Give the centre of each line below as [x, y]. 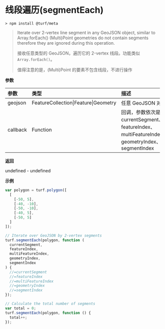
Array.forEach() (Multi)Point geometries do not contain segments [83, 38]
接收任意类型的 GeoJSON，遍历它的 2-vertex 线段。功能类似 [78, 53]
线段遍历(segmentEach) [55, 10]
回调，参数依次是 [141, 112]
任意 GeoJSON [138, 103]
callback [17, 130]
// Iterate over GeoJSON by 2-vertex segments [54, 235]
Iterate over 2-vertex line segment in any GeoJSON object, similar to [86, 32]
